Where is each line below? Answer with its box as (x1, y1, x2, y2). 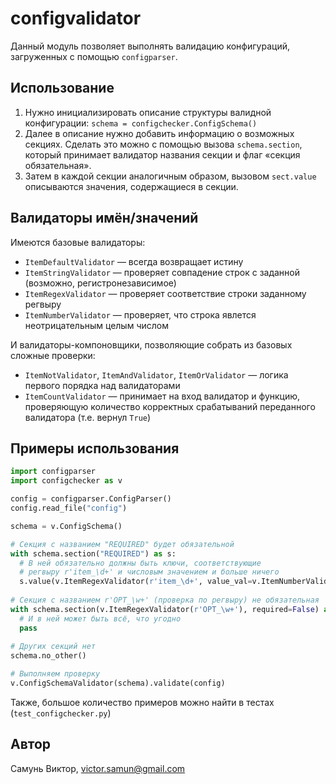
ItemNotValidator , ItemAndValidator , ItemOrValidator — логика (24, 368, 289, 381)
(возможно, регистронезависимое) (24, 277, 177, 289)
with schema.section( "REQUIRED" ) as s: (10, 548, 177, 559)
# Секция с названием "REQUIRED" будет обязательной (10, 539, 235, 549)
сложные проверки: (10, 349, 96, 361)
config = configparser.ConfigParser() (10, 494, 172, 504)
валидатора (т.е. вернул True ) (24, 411, 152, 423)
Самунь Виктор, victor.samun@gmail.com (10, 762, 186, 774)
